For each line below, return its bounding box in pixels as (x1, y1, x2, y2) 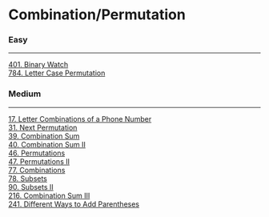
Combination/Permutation (8, 6, 186, 24)
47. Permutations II (8, 156, 70, 166)
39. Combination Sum (8, 131, 80, 141)
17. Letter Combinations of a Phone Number (8, 114, 152, 123)
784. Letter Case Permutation (8, 68, 106, 78)
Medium (8, 88, 42, 99)
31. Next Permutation (8, 123, 78, 132)
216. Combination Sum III (8, 191, 90, 200)
